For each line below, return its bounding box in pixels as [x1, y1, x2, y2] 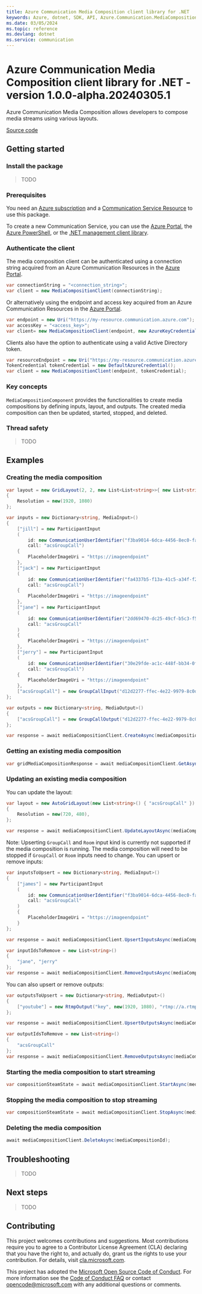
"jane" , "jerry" [17, 959, 58, 965]
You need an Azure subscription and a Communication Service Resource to [6, 204, 193, 212]
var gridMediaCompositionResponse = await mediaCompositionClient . [6, 760, 179, 766]
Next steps [6, 1187, 48, 1198]
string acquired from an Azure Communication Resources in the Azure [6, 264, 180, 271]
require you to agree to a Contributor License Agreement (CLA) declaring [6, 1243, 188, 1251]
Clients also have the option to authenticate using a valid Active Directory [6, 339, 188, 346]
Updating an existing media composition [6, 775, 127, 783]
